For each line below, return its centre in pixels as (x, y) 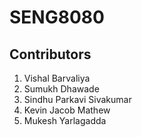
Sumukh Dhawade (61, 89)
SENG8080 (57, 17)
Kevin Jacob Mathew (67, 110)
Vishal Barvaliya (57, 78)
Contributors (50, 54)
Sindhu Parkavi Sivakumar (77, 99)
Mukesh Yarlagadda (65, 120)
